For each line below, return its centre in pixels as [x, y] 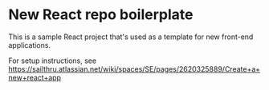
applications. [29, 45]
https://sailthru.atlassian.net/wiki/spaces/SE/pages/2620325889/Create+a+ [134, 68]
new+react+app [35, 77]
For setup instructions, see [53, 61]
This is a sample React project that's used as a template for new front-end [131, 37]
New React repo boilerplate [101, 15]
